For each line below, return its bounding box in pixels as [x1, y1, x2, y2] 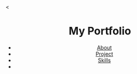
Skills [98, 57, 111, 64]
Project [95, 50, 114, 57]
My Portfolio [68, 24, 132, 38]
